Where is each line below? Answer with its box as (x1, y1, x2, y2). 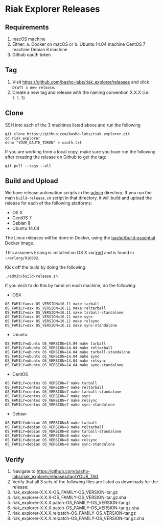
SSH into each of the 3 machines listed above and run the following (5, 122, 141, 128)
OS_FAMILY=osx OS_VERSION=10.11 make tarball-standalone (5, 310, 124, 315)
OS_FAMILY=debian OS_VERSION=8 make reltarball (5, 425, 104, 430)
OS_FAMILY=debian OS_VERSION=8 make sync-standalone (5, 442, 115, 447)
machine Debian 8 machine (12, 47, 68, 52)
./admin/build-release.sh (5, 274, 58, 279)
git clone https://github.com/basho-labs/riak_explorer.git (5, 131, 131, 136)
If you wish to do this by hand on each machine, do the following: (5, 283, 137, 289)
